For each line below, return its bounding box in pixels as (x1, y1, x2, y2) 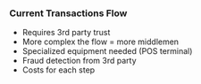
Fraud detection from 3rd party (21, 56, 137, 66)
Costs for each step (21, 65, 96, 75)
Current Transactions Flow (9, 7, 128, 19)
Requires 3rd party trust (21, 27, 111, 38)
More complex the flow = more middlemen (21, 36, 180, 47)
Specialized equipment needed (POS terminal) (21, 46, 193, 57)
